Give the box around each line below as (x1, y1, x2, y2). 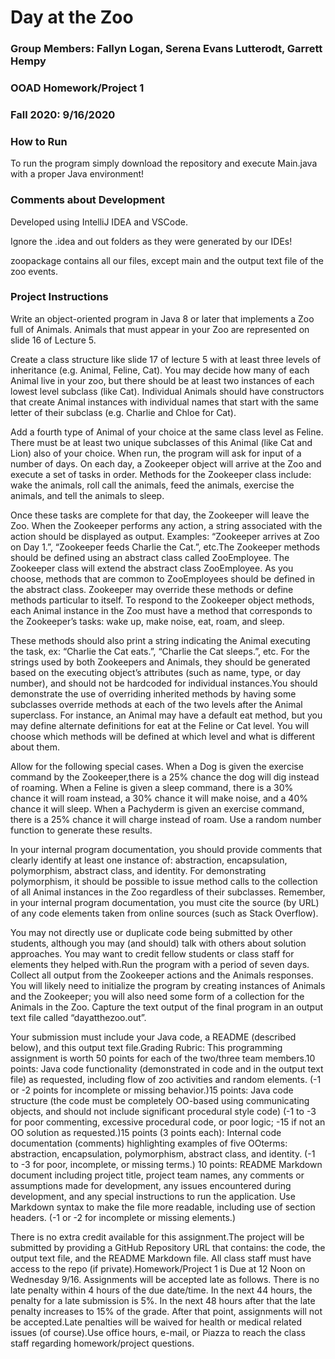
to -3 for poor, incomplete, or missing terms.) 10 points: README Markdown (10, 1158, 323, 1170)
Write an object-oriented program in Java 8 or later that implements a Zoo (10, 312, 315, 325)
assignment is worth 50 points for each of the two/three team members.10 (10, 1052, 316, 1064)
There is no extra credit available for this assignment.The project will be (10, 1231, 305, 1243)
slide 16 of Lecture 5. (10, 334, 97, 346)
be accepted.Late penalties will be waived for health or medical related (10, 1316, 303, 1328)
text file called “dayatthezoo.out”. (10, 1011, 147, 1023)
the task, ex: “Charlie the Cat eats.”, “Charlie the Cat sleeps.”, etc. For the (10, 645, 310, 657)
